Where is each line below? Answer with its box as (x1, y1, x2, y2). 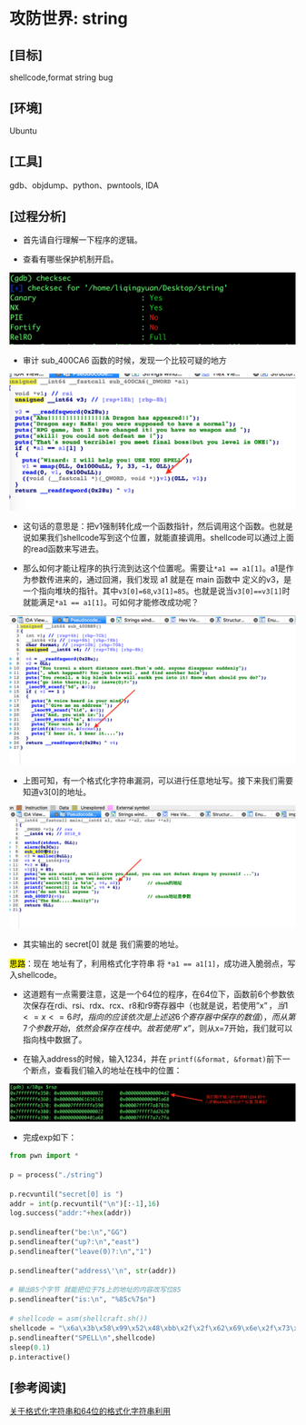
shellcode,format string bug (9, 72, 114, 83)
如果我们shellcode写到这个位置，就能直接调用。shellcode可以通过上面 (30, 532, 295, 543)
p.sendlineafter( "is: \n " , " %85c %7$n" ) (9, 1295, 156, 1304)
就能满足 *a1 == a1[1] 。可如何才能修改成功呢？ (22, 596, 200, 607)
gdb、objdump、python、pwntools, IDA (9, 179, 159, 191)
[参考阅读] (9, 1380, 66, 1395)
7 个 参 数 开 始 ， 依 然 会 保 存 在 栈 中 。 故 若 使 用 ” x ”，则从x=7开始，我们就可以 (22, 1022, 293, 1033)
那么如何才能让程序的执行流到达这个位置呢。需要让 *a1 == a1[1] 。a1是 (22, 563, 286, 573)
